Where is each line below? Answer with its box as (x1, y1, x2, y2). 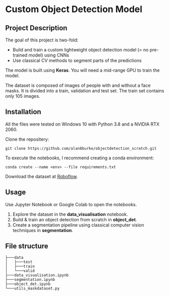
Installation (5, 107, 41, 116)
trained (12, 52, 28, 58)
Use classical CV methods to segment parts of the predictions (12, 57, 142, 64)
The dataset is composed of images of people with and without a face (5, 82, 151, 88)
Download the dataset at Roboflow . (5, 173, 78, 180)
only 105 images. (5, 93, 40, 99)
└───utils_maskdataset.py (5, 286, 60, 291)
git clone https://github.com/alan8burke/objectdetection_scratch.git (5, 146, 157, 151)
